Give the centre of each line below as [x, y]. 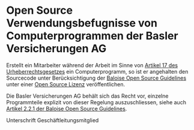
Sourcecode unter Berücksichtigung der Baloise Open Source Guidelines [96, 78]
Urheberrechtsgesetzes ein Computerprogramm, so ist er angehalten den [97, 71]
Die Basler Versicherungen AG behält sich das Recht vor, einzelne [87, 96]
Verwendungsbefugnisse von [82, 23]
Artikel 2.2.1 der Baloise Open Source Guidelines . [67, 108]
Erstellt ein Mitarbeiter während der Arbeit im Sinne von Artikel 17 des [92, 65]
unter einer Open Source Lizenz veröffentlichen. [66, 84]
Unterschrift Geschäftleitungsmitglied [53, 120]
